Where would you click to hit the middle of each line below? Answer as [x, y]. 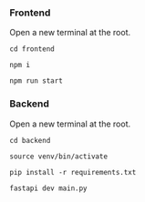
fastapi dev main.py [49, 188]
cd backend [30, 140]
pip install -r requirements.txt [73, 172]
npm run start [36, 81]
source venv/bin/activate [58, 157]
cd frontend [32, 49]
